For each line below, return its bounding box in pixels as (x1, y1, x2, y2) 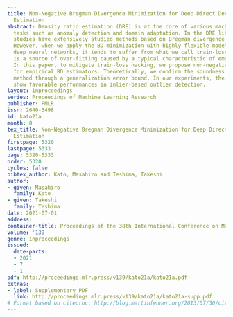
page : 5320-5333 (7, 152, 54, 159)
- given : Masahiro (7, 184, 60, 191)
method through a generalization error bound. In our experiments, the (13, 74, 225, 82)
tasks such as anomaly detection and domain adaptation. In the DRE (13, 29, 216, 37)
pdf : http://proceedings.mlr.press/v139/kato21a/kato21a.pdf (7, 274, 188, 281)
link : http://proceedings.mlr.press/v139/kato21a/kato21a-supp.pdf (13, 293, 213, 300)
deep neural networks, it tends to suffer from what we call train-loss (13, 49, 228, 56)
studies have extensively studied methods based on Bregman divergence (13, 36, 225, 43)
